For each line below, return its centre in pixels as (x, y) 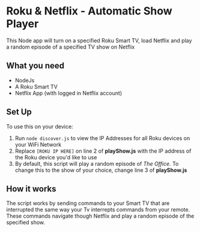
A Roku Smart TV (36, 87)
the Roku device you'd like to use (56, 157)
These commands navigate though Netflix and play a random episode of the (100, 216)
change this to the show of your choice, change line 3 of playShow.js (101, 170)
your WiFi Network (38, 144)
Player (23, 24)
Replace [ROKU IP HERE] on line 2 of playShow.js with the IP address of (103, 151)
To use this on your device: (40, 126)
